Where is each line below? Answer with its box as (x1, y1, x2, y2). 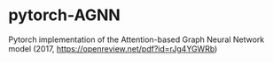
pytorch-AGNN (8, 5, 121, 25)
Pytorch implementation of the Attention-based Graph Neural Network (8, 34, 265, 45)
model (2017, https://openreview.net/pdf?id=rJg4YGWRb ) (8, 43, 218, 53)
